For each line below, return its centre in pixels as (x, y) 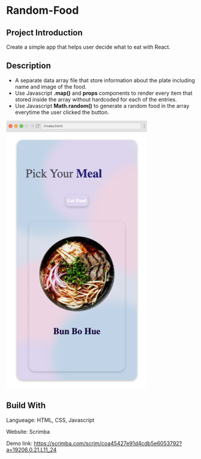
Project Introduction (44, 33)
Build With (26, 406)
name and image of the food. (51, 86)
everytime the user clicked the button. (62, 112)
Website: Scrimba (28, 431)
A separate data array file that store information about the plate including (105, 80)
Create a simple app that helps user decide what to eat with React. (88, 47)
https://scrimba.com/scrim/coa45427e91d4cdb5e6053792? (108, 443)
